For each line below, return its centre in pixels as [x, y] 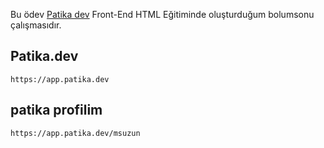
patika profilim [56, 110]
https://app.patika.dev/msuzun [75, 133]
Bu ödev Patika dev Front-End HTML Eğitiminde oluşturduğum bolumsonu [162, 14]
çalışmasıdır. [36, 25]
